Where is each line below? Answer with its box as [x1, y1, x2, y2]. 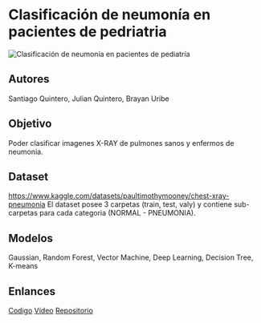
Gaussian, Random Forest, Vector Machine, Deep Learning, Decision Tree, [8, 252, 254, 262]
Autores [8, 72, 50, 86]
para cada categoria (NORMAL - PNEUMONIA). [39, 208, 196, 218]
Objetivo [8, 117, 52, 131]
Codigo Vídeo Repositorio [8, 306, 94, 315]
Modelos [8, 231, 54, 245]
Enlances [8, 285, 56, 298]
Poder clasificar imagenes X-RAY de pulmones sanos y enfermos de [8, 138, 234, 147]
